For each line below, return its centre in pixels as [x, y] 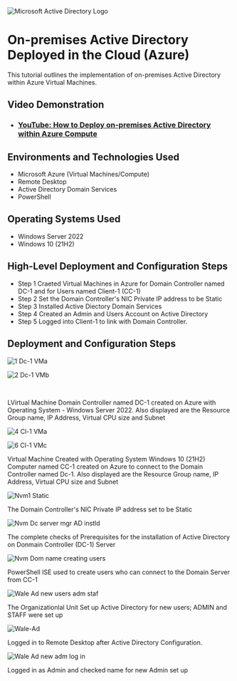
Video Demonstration [56, 105]
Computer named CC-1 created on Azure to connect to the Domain [105, 467]
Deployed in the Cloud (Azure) [99, 55]
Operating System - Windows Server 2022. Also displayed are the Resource [118, 410]
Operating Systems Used [64, 219]
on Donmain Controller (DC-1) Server [62, 544]
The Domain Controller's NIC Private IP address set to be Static [100, 509]
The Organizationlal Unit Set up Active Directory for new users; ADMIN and [117, 607]
